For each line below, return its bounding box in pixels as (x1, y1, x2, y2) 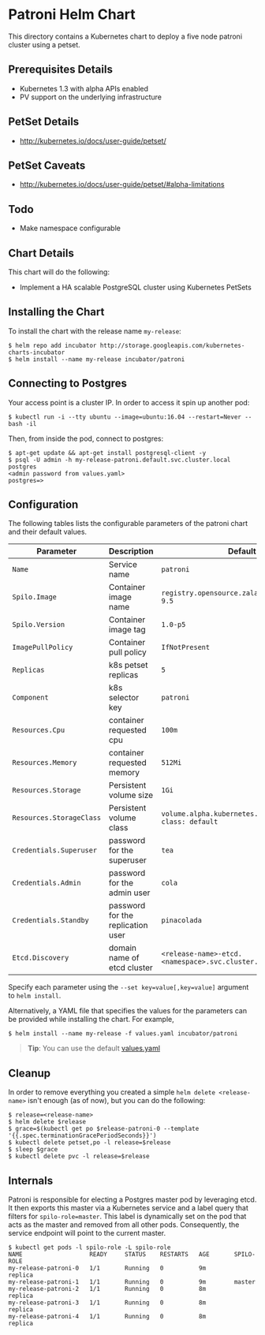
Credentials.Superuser (12, 846, 97, 855)
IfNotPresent (161, 643, 211, 652)
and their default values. (8, 527, 88, 537)
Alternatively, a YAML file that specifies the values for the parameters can (8, 1006, 247, 1016)
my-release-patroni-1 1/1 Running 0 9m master (8, 1278, 256, 1286)
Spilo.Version (12, 621, 65, 629)
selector (109, 692, 140, 703)
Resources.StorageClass (12, 814, 102, 822)
